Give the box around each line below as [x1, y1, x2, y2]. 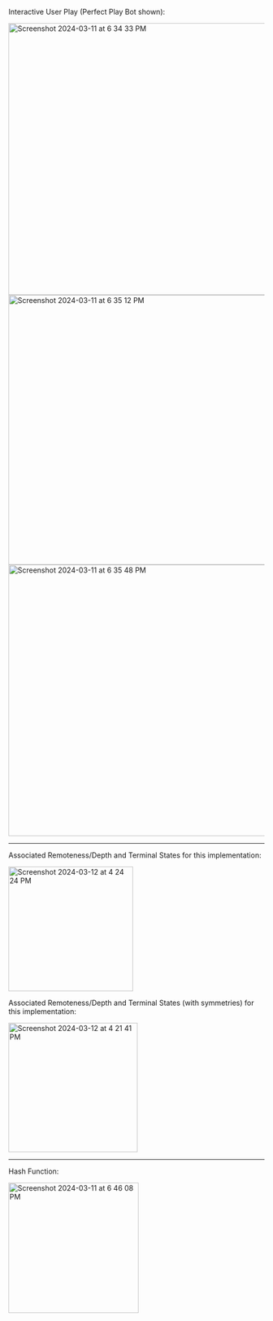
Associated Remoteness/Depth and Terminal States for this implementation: [8, 850, 262, 860]
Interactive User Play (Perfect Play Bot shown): [8, 7, 166, 16]
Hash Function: [8, 1166, 59, 1176]
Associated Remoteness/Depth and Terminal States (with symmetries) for [8, 998, 254, 1007]
